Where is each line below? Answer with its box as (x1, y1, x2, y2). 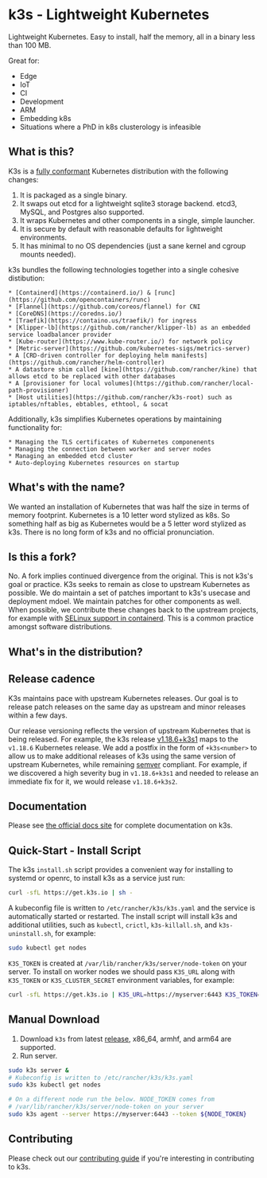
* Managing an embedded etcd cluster (8, 452, 133, 460)
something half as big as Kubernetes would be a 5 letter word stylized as (8, 519, 246, 528)
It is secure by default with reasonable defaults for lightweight (19, 224, 223, 233)
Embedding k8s (19, 113, 72, 123)
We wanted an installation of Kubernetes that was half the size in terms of (8, 502, 250, 511)
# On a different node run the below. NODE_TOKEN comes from (8, 1095, 215, 1104)
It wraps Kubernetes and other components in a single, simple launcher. (19, 215, 256, 225)
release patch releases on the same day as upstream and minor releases (8, 702, 246, 711)
